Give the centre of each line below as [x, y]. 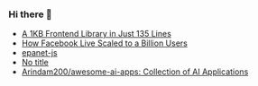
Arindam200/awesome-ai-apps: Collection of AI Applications [135, 72]
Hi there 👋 [31, 14]
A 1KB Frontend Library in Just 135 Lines [97, 34]
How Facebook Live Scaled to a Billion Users [105, 43]
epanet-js [39, 53]
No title [35, 63]
